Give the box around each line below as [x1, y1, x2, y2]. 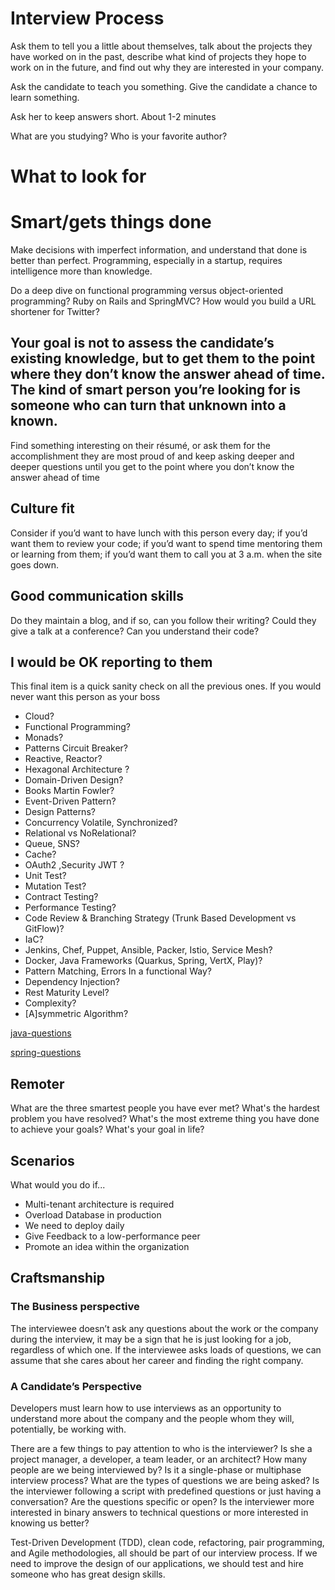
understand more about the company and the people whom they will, [10, 1412, 295, 1424]
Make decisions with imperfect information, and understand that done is [10, 244, 308, 256]
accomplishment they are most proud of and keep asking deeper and [10, 450, 295, 462]
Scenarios [10, 1152, 75, 1169]
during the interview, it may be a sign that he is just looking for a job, [10, 1333, 292, 1345]
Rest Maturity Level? [24, 987, 110, 999]
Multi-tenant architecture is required [24, 1198, 175, 1210]
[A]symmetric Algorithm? [24, 1008, 129, 1020]
